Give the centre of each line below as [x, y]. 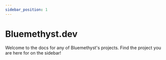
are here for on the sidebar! [33, 53]
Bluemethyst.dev [41, 34]
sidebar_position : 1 [27, 10]
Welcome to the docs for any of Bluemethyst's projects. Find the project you [83, 48]
